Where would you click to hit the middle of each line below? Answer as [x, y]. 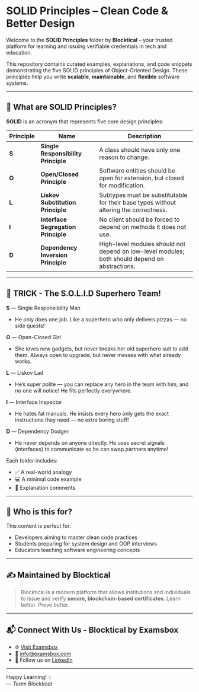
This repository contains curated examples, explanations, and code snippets [99, 64]
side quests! [30, 326]
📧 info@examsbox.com [43, 654]
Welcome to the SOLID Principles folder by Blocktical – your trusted [89, 40]
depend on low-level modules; [142, 251]
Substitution [58, 202]
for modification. [122, 185]
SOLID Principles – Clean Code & [87, 11]
